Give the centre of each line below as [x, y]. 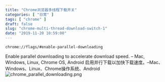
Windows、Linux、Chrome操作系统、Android [53, 69]
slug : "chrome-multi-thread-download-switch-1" [56, 29]
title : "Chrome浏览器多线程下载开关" [41, 10]
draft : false [19, 24]
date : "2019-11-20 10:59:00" [36, 33]
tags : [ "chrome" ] [26, 19]
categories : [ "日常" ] [30, 15]
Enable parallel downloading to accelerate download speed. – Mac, [75, 56]
